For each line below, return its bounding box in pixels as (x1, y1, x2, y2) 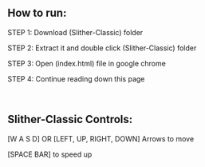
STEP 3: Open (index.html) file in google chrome (7, 58, 167, 68)
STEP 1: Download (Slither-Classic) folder (7, 27, 144, 37)
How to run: (7, 6, 67, 20)
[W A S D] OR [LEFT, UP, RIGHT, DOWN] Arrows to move (7, 133, 195, 143)
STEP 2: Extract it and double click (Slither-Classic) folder (7, 43, 197, 53)
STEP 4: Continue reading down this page (7, 74, 145, 83)
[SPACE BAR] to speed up (7, 149, 93, 159)
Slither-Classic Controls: (7, 113, 133, 126)
